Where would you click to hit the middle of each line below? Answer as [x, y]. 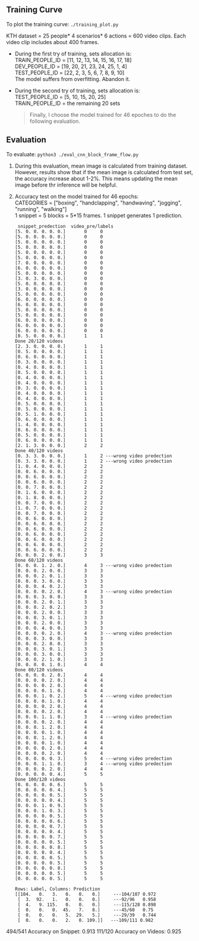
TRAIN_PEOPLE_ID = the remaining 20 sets [67, 103]
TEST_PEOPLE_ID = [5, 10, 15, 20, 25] [60, 97]
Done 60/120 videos [39, 560]
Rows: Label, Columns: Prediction [57, 889]
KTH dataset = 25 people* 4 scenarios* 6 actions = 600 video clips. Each [96, 36]
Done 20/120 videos [39, 341]
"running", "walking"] [41, 209]
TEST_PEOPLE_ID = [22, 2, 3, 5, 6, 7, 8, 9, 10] [70, 72]
